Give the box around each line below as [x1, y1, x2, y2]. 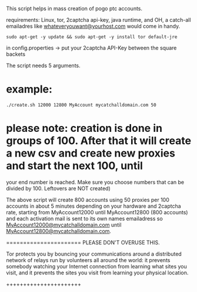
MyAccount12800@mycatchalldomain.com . [6, 227, 112, 234]
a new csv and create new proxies [6, 147, 175, 160]
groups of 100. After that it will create [6, 134, 192, 148]
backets [6, 51, 25, 58]
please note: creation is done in [6, 122, 163, 135]
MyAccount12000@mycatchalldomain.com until [6, 221, 122, 228]
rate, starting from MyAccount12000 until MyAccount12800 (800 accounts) [6, 208, 188, 215]
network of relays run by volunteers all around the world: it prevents [6, 256, 171, 264]
